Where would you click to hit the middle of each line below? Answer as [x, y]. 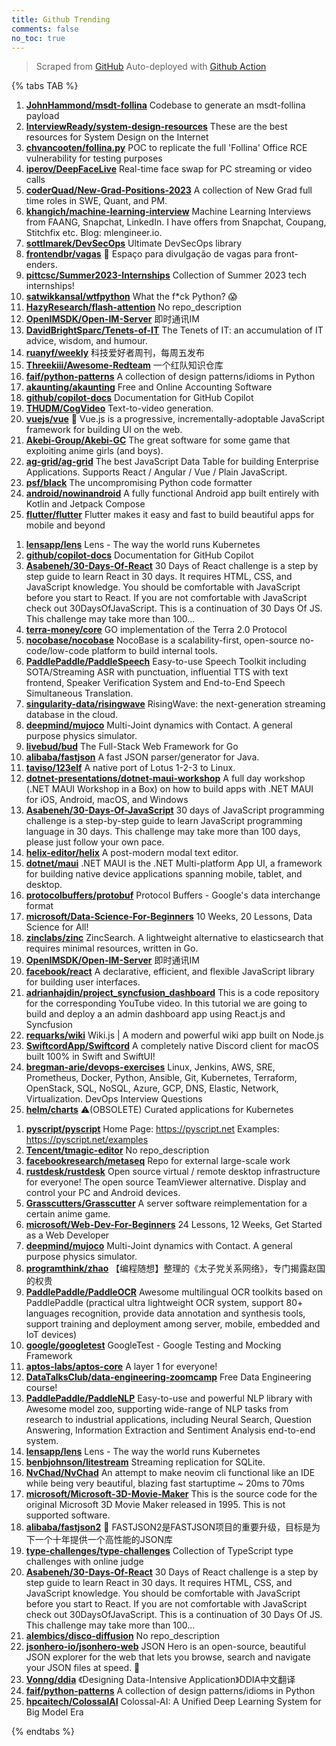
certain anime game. [68, 1214]
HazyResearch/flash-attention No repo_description [133, 307]
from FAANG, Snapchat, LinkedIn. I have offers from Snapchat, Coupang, [176, 222]
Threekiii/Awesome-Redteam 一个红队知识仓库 [124, 365]
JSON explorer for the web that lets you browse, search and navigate [168, 1657]
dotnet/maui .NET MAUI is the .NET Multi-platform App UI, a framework [174, 863]
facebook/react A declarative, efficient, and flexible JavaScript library [170, 972]
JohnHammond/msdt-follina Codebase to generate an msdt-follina [165, 105]
